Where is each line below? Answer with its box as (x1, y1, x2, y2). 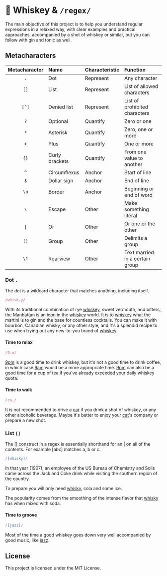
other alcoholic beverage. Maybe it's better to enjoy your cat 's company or (5, 412, 159, 418)
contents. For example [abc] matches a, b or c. (5, 447, 101, 453)
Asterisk (48, 129, 68, 136)
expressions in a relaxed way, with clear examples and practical (5, 26, 136, 32)
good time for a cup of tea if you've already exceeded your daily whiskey (5, 370, 155, 376)
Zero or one (124, 117, 152, 124)
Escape (48, 206, 66, 213)
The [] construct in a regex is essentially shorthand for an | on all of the (5, 441, 151, 447)
